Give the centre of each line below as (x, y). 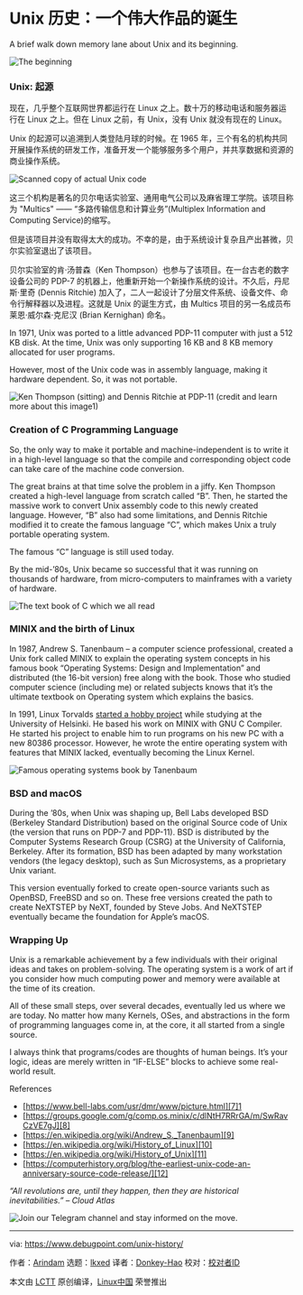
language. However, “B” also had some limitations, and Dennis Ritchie (138, 514)
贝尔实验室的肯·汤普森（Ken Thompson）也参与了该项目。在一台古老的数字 (149, 270)
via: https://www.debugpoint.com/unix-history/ (96, 1244)
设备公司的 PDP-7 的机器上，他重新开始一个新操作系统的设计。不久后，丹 (146, 282)
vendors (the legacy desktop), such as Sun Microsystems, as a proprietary (148, 861)
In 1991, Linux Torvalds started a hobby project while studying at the (136, 714)
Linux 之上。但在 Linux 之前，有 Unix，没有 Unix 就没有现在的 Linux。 (156, 119)
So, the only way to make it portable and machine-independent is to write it (149, 449)
